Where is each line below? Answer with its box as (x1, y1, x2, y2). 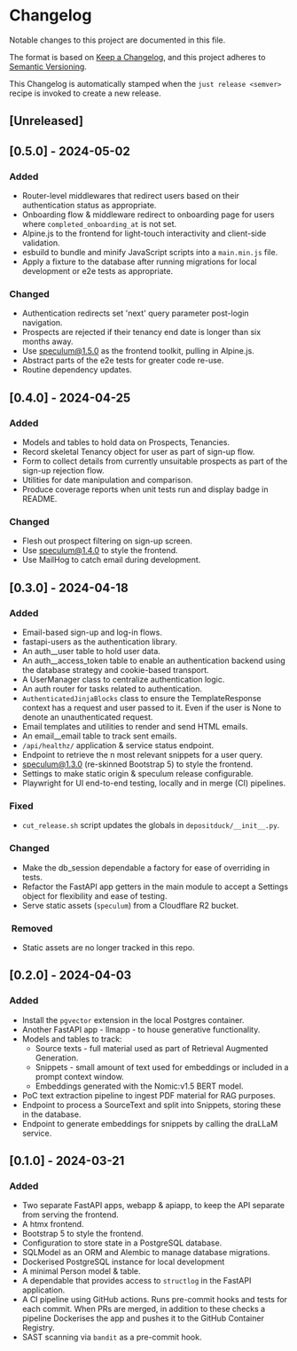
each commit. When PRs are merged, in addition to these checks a (21, 1304, 266, 1315)
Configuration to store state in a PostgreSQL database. (21, 1238, 223, 1248)
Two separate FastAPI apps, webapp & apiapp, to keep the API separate (21, 1200, 285, 1211)
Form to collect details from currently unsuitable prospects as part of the (21, 456, 288, 466)
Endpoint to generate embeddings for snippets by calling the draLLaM (21, 1118, 278, 1128)
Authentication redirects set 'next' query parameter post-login (21, 308, 250, 319)
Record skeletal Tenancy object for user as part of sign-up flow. (21, 447, 255, 457)
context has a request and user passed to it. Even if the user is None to (21, 702, 282, 713)
